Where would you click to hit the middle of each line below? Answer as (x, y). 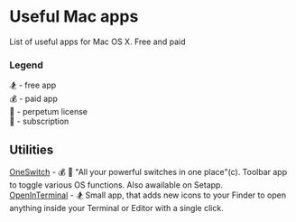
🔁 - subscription (39, 121)
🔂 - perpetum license (49, 112)
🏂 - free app (33, 85)
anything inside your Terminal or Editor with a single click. (116, 208)
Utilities (32, 149)
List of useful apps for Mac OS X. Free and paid (97, 42)
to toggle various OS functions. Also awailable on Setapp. (116, 185)
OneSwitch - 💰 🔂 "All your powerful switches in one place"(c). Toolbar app (148, 172)
